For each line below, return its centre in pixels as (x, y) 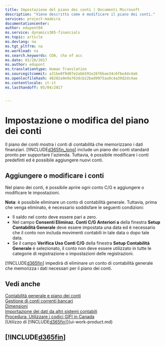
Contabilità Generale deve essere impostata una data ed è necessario (84, 227)
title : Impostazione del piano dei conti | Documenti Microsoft (72, 10)
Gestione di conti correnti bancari (39, 301)
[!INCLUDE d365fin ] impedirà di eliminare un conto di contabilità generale (79, 263)
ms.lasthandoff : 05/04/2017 (34, 87)
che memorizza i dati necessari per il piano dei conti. (59, 268)
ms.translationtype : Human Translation (46, 69)
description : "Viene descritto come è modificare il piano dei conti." (80, 14)
